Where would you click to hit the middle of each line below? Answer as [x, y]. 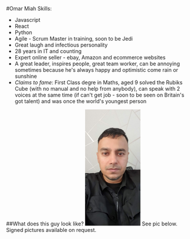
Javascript [27, 20]
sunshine [26, 76]
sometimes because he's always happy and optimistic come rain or [96, 70]
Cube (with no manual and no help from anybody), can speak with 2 [97, 89]
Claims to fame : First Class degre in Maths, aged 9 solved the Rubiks [99, 82]
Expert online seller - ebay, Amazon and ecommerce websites [90, 57]
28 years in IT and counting [48, 51]
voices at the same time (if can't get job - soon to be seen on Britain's [99, 95]
